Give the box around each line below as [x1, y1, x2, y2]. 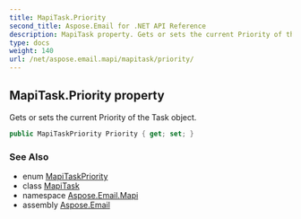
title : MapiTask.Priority [9, 13, 106, 22]
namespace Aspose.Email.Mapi [21, 189, 139, 200]
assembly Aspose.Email [21, 199, 110, 210]
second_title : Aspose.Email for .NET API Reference [9, 22, 206, 31]
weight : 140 [9, 47, 54, 56]
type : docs [9, 38, 50, 48]
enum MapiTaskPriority [21, 171, 108, 181]
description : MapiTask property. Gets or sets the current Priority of [9, 30, 282, 39]
